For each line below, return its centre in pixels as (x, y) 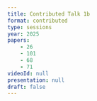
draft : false (27, 87)
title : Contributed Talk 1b (49, 14)
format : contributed (38, 21)
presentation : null (36, 80)
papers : (19, 41)
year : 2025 (23, 34)
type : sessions (30, 27)
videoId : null (28, 73)
